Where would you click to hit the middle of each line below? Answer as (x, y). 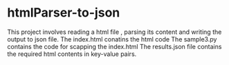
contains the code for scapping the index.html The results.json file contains (114, 46)
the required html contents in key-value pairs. (72, 54)
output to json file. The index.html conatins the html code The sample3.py (112, 39)
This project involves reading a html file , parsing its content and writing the (114, 32)
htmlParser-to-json (64, 13)
